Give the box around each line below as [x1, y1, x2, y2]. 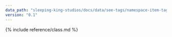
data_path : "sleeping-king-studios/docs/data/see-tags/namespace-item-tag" [5, 7, 170, 13]
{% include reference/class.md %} [5, 26, 78, 32]
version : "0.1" [5, 12, 38, 17]
